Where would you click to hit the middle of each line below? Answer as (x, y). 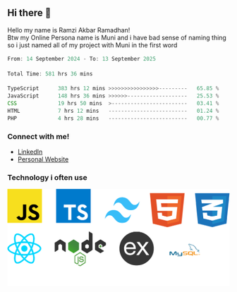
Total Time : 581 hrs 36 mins (50, 74)
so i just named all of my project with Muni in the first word (92, 45)
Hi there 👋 (29, 13)
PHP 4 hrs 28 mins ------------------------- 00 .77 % (113, 118)
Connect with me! (38, 136)
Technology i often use (47, 177)
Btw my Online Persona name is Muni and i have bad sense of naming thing (117, 37)
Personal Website (43, 159)
